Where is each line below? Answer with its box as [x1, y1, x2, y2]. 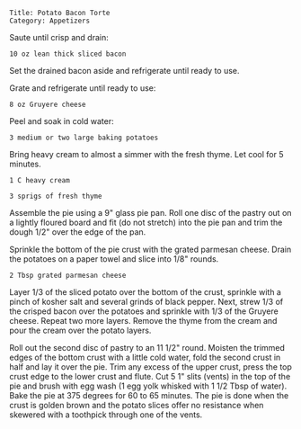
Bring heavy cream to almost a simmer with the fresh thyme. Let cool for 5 [9, 149, 285, 159]
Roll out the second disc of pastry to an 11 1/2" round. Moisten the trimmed [9, 343, 286, 353]
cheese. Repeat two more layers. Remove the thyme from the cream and [9, 316, 278, 326]
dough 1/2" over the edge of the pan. [9, 227, 146, 237]
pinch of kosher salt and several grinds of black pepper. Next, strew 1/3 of [9, 297, 284, 307]
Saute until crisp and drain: [9, 32, 110, 42]
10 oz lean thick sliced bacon [9, 49, 127, 58]
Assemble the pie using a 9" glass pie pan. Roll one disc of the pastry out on [9, 208, 292, 218]
